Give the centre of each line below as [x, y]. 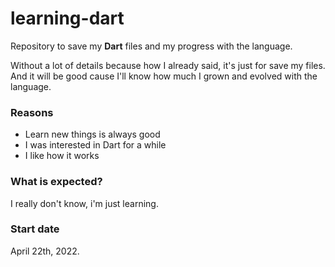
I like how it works [62, 156]
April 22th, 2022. [45, 251]
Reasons [32, 112]
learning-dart [67, 18]
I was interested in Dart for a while [95, 145]
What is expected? [56, 182]
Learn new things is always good [92, 134]
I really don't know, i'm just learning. [84, 203]
